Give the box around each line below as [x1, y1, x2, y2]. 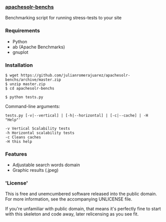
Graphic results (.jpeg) [12, 167, 59, 173]
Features [5, 150, 27, 157]
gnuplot [12, 49, 28, 55]
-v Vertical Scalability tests [5, 126, 70, 131]
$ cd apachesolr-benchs [5, 86, 55, 91]
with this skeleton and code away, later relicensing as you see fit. [5, 211, 139, 217]
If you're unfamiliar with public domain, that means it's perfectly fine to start [5, 206, 161, 212]
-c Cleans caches [5, 134, 41, 140]
